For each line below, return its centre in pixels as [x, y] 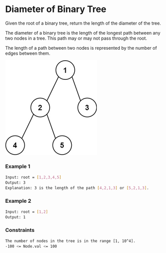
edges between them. [28, 53]
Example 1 [18, 166]
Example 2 [18, 201]
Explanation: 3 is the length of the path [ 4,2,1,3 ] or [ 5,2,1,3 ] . [77, 188]
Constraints [20, 230]
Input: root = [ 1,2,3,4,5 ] [33, 177]
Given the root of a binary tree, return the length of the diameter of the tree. [83, 23]
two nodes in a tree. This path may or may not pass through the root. [76, 38]
